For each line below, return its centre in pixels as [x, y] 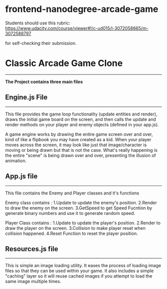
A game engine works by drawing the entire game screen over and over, [79, 134]
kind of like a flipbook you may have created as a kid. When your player [78, 139]
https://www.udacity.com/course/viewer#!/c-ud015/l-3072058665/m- [77, 28]
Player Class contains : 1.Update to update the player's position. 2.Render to [83, 223]
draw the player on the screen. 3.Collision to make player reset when [75, 228]
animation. [16, 161]
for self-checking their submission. [41, 43]
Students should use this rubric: [38, 23]
